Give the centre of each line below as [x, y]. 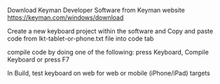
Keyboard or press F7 [39, 59]
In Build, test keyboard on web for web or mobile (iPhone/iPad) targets [109, 73]
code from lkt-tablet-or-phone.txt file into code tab [81, 38]
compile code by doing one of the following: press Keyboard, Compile [108, 52]
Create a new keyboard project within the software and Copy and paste [110, 31]
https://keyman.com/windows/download [66, 17]
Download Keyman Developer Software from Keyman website [96, 10]
